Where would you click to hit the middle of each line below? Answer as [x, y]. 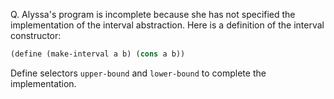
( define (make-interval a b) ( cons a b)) [98, 54]
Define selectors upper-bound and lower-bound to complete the [138, 73]
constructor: [36, 35]
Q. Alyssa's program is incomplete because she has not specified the [153, 14]
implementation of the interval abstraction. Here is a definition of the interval [167, 25]
